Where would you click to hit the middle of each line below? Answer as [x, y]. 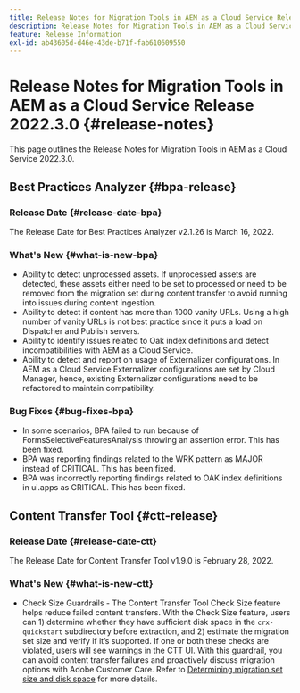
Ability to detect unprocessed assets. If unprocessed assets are [139, 274]
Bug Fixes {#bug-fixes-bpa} [71, 412]
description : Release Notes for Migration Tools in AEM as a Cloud [137, 26]
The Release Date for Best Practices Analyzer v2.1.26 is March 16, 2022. [142, 231]
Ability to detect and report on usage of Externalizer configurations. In [151, 360]
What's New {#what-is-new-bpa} [84, 255]
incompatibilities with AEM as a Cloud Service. [108, 350]
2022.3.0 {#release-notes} [112, 125]
